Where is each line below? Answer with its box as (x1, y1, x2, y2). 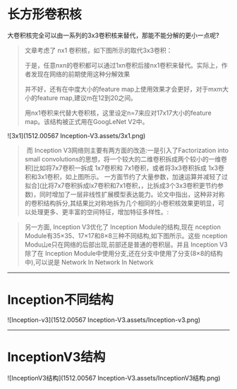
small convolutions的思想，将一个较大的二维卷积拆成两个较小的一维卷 (24, 154, 228, 163)
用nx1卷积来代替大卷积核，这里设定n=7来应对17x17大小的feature (24, 109, 212, 117)
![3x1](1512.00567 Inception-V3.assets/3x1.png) (7, 131, 146, 140)
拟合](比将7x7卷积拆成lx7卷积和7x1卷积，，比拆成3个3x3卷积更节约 (24, 181, 218, 190)
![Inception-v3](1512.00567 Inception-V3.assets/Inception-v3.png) (7, 315, 201, 324)
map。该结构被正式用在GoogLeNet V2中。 (24, 117, 149, 125)
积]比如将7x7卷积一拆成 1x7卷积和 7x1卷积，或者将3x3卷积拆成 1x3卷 (24, 163, 224, 172)
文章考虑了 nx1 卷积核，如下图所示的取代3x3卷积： (24, 46, 173, 54)
